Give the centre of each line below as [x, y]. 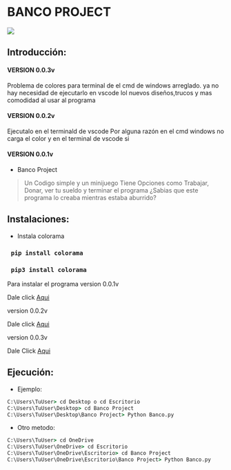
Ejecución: [30, 372]
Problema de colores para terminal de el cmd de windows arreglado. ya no [113, 85]
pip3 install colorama [49, 270]
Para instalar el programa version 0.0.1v [63, 284]
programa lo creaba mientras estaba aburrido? [90, 197]
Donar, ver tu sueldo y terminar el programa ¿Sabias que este [111, 190]
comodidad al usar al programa [51, 100]
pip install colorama [47, 253]
